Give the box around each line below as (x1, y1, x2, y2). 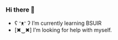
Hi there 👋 (5, 5, 36, 14)
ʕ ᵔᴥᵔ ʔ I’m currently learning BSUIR (14, 19, 102, 27)
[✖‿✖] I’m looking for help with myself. (14, 27, 112, 34)
